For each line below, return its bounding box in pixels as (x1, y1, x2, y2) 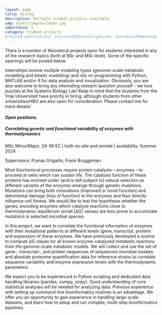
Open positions (5, 115, 37, 121)
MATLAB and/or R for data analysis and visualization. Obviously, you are (5, 77, 149, 83)
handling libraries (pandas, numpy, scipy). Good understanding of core (5, 279, 146, 285)
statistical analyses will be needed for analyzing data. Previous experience (5, 284, 154, 290)
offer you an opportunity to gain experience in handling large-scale (5, 295, 139, 300)
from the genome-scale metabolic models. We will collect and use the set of (5, 244, 157, 249)
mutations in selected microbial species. (5, 213, 86, 219)
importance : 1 (5, 25, 34, 30)
